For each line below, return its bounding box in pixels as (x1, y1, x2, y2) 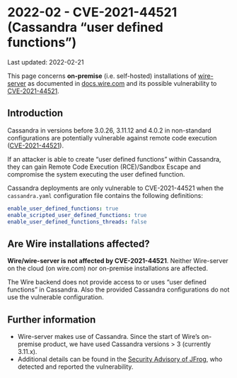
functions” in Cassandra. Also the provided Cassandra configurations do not (7, 285, 230, 294)
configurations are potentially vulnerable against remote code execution (7, 133, 217, 142)
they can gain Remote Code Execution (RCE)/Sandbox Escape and (7, 162, 202, 171)
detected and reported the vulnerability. (17, 362, 134, 371)
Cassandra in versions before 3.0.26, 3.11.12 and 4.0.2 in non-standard (7, 126, 212, 135)
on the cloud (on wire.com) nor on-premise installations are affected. (7, 264, 209, 273)
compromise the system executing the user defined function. (7, 169, 185, 178)
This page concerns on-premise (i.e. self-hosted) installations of (7, 72, 197, 80)
